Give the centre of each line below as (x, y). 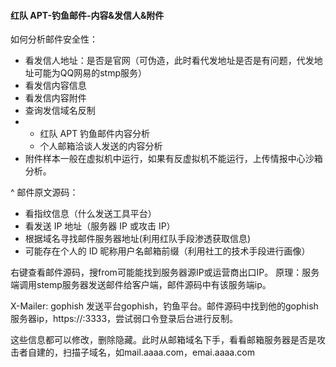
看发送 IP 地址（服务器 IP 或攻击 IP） (100, 226)
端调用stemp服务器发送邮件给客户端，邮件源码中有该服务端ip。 (141, 285)
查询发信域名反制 (60, 111)
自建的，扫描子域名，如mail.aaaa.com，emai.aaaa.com (141, 352)
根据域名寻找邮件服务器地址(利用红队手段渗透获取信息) (138, 239)
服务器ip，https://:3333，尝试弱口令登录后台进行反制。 (124, 319)
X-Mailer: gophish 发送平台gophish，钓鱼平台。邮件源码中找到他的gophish (164, 306)
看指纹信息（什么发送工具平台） (90, 214)
